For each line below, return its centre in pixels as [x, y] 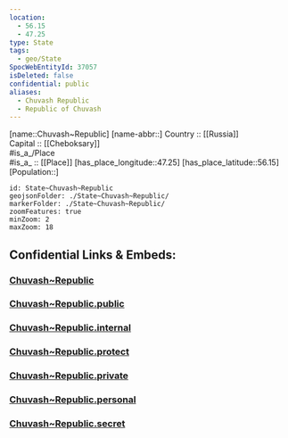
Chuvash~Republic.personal [73, 400]
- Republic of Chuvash [59, 109]
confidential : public [49, 84]
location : [28, 17]
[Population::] [34, 172]
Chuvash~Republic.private [69, 376]
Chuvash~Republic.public [67, 304]
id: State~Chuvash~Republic [62, 188]
